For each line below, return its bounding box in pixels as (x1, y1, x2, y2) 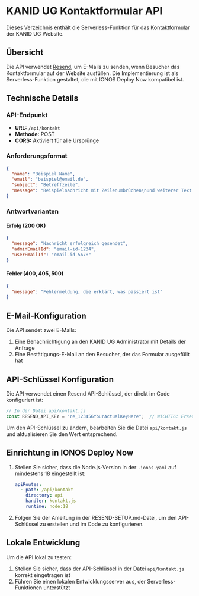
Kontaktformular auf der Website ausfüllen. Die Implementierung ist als (6, 70, 179, 77)
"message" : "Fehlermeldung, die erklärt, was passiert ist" (11, 288, 163, 295)
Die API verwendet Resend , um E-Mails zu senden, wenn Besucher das (6, 63, 180, 70)
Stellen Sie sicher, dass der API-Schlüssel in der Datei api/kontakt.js (14, 565, 185, 572)
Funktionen (14, 584, 43, 591)
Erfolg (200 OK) (6, 222, 46, 229)
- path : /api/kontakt (20, 487, 74, 493)
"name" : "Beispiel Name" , (11, 171, 76, 177)
